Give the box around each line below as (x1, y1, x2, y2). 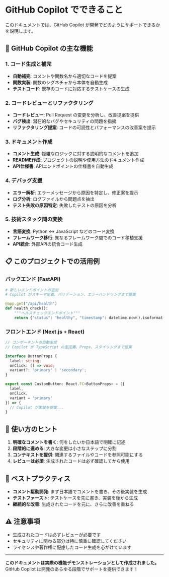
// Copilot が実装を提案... (10, 405, 64, 410)
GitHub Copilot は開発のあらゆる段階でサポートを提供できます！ (5, 566, 138, 572)
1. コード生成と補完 (5, 60, 52, 68)
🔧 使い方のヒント (5, 425, 58, 433)
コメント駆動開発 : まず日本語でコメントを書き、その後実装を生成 (12, 488, 147, 494)
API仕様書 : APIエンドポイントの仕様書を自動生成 (12, 163, 114, 169)
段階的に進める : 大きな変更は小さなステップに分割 (12, 445, 117, 452)
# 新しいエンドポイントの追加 (5, 287, 59, 292)
